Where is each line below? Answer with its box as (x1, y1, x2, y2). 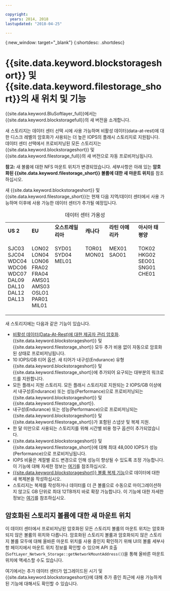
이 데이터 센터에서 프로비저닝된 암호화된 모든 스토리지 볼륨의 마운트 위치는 (5, 526, 151, 532)
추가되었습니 (135, 426, 160, 432)
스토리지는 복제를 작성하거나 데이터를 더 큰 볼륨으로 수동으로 (12, 482, 132, 488)
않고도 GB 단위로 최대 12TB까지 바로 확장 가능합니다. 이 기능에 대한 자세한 (18, 489, 164, 495)
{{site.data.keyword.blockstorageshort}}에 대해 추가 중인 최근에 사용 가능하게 (5, 574, 162, 580)
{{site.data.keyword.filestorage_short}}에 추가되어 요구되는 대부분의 (12, 369, 151, 375)
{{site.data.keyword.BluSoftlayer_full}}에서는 (5, 111, 97, 117)
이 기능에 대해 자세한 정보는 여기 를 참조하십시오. (12, 463, 107, 470)
